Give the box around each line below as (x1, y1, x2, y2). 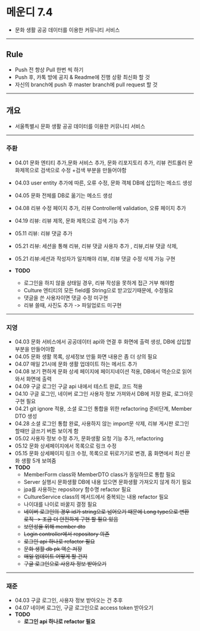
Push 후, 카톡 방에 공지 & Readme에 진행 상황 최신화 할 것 (14, 73, 150, 80)
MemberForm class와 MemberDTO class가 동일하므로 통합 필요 (23, 471, 176, 478)
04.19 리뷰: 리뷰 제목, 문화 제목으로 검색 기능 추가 (14, 217, 129, 224)
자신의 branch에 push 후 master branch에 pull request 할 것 (14, 81, 158, 88)
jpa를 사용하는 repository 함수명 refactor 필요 (23, 486, 132, 493)
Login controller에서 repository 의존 (23, 530, 110, 538)
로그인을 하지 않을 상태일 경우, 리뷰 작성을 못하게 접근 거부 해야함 (23, 279, 174, 286)
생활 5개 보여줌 (21, 457, 57, 464)
